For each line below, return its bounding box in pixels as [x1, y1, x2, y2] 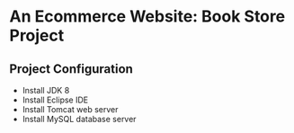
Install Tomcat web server [22, 104, 119, 114]
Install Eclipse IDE [22, 94, 88, 105]
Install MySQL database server [22, 114, 137, 124]
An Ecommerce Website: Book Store [9, 6, 286, 27]
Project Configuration [9, 61, 133, 76]
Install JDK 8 [22, 85, 70, 95]
